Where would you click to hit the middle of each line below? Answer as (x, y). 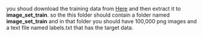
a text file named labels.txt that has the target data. (70, 27)
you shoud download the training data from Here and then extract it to (94, 9)
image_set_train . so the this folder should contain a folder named (88, 15)
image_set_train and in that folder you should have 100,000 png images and (101, 21)
